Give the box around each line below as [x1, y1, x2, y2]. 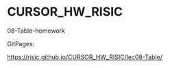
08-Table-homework [7, 27, 65, 35]
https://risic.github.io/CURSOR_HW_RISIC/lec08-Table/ [7, 52, 163, 61]
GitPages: [7, 39, 35, 48]
